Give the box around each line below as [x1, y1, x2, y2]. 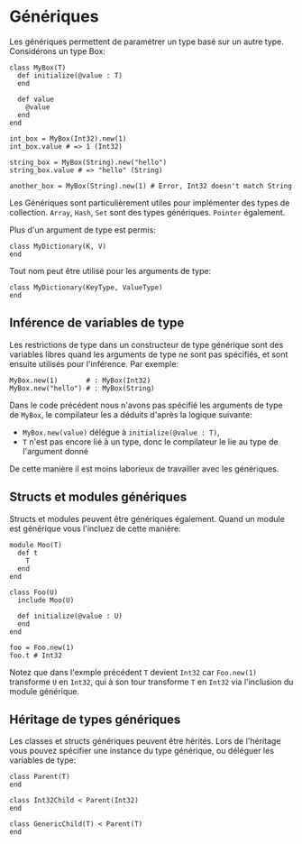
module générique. [9, 685, 80, 696]
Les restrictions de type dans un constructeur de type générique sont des [9, 339, 284, 350]
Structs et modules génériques [9, 490, 188, 505]
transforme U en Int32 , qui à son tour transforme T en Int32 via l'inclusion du [9, 676, 294, 687]
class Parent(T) [9, 773, 70, 782]
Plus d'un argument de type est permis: [9, 224, 156, 235]
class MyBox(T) [9, 63, 67, 72]
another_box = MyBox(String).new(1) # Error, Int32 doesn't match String [9, 181, 293, 190]
